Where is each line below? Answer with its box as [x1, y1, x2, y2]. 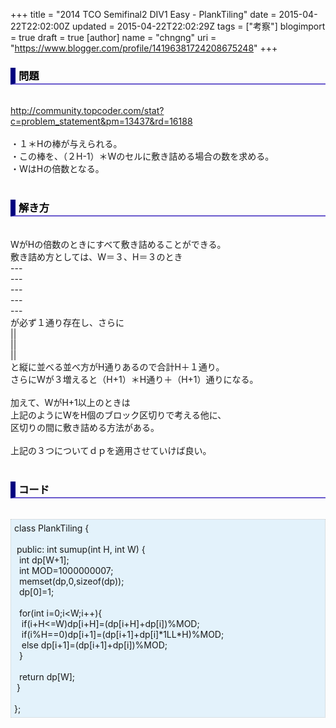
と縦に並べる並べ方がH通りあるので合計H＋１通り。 [10, 360, 225, 373]
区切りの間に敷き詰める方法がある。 [10, 421, 160, 433]
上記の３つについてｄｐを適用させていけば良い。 [10, 444, 212, 456]
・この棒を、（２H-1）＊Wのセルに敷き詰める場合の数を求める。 [10, 150, 275, 163]
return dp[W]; [18, 670, 76, 683]
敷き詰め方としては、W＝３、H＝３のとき [10, 250, 183, 263]
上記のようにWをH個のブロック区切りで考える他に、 [10, 409, 227, 421]
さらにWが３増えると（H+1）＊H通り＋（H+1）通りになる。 [10, 373, 259, 385]
